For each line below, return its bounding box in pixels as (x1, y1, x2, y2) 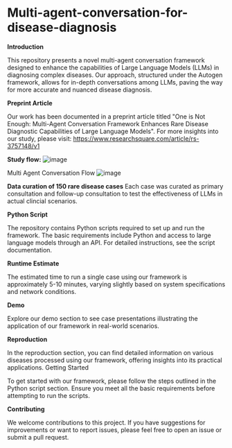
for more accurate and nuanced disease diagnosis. (7, 85, 152, 94)
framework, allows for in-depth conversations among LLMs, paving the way (7, 78, 223, 86)
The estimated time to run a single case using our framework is (7, 273, 188, 281)
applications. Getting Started (7, 363, 89, 372)
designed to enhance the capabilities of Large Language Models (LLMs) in (7, 63, 220, 71)
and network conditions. (7, 287, 77, 295)
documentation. (7, 245, 53, 254)
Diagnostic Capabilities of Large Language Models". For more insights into (7, 127, 219, 135)
